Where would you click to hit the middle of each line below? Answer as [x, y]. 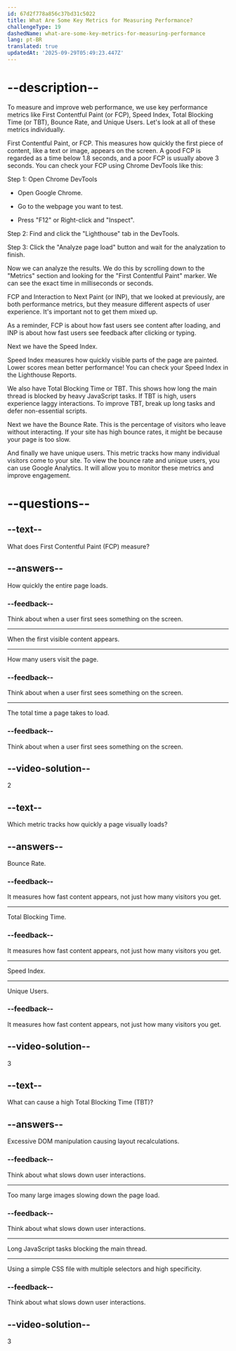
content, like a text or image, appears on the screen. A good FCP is [104, 150]
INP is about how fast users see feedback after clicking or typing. [102, 332]
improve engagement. [39, 475]
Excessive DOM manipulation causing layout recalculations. [93, 1141]
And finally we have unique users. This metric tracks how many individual [113, 453]
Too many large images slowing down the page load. [84, 1195]
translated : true [33, 46]
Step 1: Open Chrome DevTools [52, 179]
